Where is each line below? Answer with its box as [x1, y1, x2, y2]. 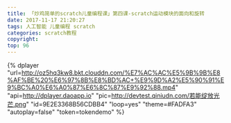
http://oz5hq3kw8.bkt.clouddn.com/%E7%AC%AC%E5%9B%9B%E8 [21, 68, 221, 77]
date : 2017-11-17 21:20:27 [7, 17, 85, 23]
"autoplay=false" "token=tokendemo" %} [7, 108, 125, 116]
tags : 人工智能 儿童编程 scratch [7, 23, 96, 30]
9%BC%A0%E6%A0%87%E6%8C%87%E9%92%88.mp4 [7, 84, 176, 91]
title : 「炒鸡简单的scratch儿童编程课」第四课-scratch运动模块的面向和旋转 [7, 10, 205, 17]
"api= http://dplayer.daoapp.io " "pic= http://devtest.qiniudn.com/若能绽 [7, 91, 208, 100]
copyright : [7, 36, 39, 43]
